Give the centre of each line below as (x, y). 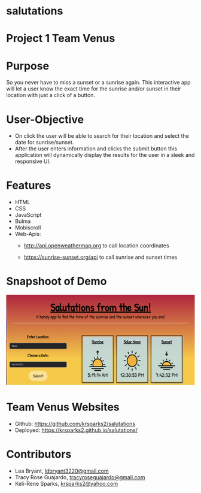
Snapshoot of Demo (57, 281)
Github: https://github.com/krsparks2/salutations (75, 424)
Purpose (28, 66)
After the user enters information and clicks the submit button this (96, 149)
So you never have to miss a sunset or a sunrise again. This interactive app (98, 83)
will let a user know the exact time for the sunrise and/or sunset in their (94, 89)
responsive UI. (33, 161)
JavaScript (28, 215)
